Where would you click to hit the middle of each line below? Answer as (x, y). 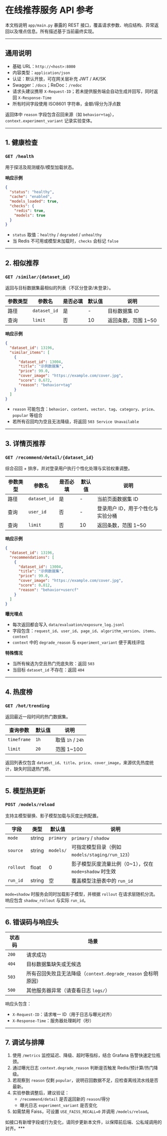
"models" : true (30, 215)
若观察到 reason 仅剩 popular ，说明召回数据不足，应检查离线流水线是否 (85, 1081)
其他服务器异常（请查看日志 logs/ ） (68, 990)
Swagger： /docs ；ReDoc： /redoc (47, 85)
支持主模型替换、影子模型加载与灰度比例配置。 (53, 816)
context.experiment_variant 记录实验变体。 (50, 120)
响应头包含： (18, 1004)
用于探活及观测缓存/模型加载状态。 (41, 167)
